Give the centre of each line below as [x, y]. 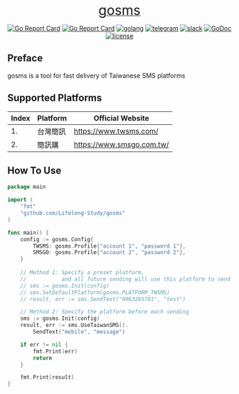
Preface [25, 58]
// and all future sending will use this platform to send [126, 279]
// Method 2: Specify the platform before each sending [105, 312]
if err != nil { [44, 345]
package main [27, 187]
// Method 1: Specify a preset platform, [82, 273]
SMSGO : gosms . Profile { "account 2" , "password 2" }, [110, 253]
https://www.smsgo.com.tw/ [121, 144]
